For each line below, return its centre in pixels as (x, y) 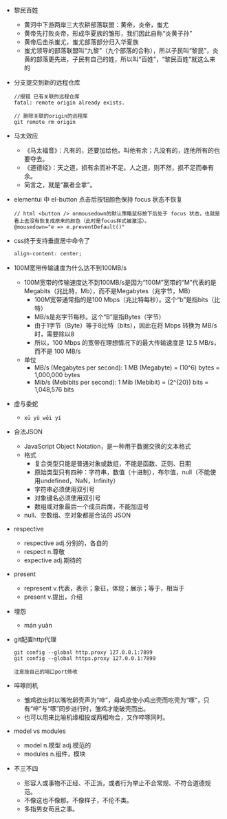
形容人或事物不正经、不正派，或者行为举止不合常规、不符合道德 (114, 783)
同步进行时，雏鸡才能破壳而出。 (104, 708)
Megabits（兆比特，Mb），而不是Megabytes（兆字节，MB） (109, 290)
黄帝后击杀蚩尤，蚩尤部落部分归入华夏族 (81, 42)
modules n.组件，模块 (55, 754)
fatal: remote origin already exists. (69, 103)
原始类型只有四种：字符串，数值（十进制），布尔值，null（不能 (122, 472)
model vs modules (40, 731)
